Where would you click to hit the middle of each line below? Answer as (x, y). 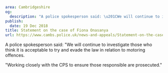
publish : (14, 21)
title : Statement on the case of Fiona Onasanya (57, 30)
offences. (15, 55)
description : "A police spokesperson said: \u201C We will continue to (85, 16)
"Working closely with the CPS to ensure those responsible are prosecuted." (84, 65)
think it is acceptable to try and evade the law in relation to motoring (75, 50)
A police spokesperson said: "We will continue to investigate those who (79, 44)
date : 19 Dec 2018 (29, 26)
